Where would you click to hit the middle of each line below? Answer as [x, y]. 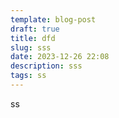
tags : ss [28, 76]
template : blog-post [53, 19]
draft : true [35, 29]
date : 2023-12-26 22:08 [60, 57]
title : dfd [33, 38]
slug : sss [31, 47]
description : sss [46, 66]
